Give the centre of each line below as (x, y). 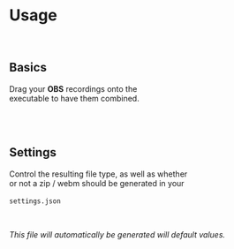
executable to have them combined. (74, 98)
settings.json (35, 201)
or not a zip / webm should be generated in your (97, 183)
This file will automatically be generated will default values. (117, 234)
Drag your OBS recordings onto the (73, 88)
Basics (28, 68)
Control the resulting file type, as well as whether (98, 174)
